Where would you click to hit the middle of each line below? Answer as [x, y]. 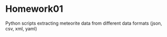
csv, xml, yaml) [21, 28]
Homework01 [34, 9]
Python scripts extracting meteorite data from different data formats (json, [84, 23]
